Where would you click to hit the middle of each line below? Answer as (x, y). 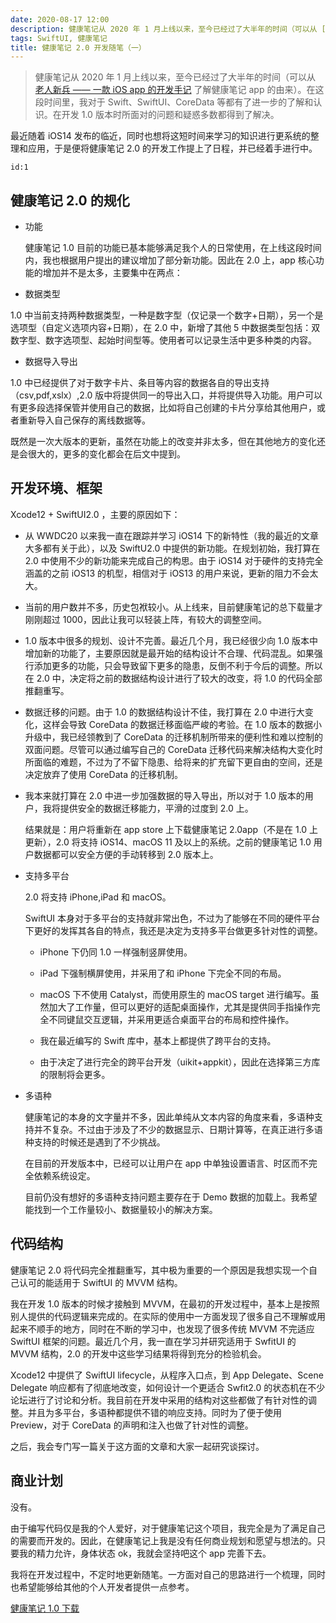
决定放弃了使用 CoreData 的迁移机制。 (103, 774)
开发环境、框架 (56, 488)
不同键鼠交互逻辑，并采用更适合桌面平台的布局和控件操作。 (171, 1019)
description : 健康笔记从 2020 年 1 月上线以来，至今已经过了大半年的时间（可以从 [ (168, 29)
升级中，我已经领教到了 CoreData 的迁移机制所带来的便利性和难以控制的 (173, 737)
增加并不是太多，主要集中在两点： (112, 273)
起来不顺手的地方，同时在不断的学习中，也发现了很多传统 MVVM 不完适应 (162, 1328)
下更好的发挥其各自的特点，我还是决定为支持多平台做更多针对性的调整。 (173, 930)
